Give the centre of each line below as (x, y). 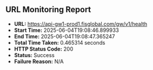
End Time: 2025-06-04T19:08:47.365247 (64, 36)
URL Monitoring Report (49, 10)
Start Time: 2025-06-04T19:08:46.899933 (66, 30)
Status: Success (34, 55)
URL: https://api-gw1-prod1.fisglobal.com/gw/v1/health (81, 24)
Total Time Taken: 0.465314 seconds (59, 42)
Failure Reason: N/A (39, 61)
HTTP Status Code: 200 (44, 49)
